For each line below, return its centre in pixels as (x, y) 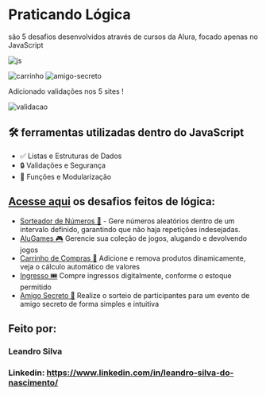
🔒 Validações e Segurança (62, 165)
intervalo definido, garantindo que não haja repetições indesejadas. (130, 229)
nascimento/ (33, 382)
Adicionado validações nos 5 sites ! (66, 91)
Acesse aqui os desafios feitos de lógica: (112, 201)
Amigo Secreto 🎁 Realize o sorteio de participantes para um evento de (135, 295)
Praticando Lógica (69, 15)
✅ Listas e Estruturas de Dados (71, 156)
